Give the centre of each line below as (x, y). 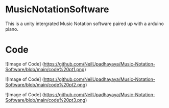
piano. (12, 29)
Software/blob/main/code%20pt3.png (45, 100)
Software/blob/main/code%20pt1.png (45, 69)
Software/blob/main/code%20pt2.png (45, 84)
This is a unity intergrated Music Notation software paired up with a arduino (85, 24)
